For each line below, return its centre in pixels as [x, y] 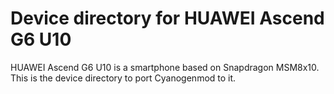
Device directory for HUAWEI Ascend [167, 18]
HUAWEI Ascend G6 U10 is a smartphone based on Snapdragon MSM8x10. [165, 67]
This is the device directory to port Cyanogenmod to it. [123, 78]
